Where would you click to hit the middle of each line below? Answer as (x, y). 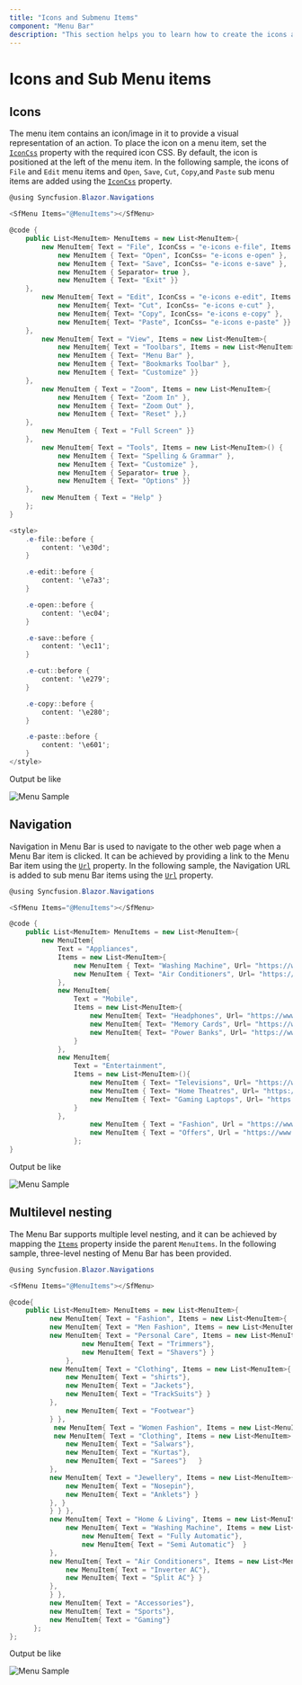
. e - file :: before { (60, 539)
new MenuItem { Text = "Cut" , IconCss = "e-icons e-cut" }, (166, 306)
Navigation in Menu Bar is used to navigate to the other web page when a (145, 846)
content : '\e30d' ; (76, 548)
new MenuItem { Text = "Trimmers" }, (148, 1344)
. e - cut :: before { (58, 671)
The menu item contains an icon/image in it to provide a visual (124, 134)
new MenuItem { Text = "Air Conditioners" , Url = (164, 974)
